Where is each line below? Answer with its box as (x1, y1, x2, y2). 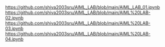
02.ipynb (5, 15, 24, 20)
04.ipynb (5, 36, 24, 42)
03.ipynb (5, 25, 24, 31)
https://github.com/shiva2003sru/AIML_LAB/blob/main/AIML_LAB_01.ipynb (5, 4, 160, 10)
